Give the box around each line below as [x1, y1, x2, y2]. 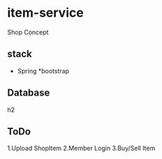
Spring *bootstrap [17, 66, 70, 75]
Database [7, 87, 50, 99]
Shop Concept [7, 28, 49, 36]
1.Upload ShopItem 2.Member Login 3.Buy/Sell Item [7, 144, 156, 153]
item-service [7, 5, 84, 21]
